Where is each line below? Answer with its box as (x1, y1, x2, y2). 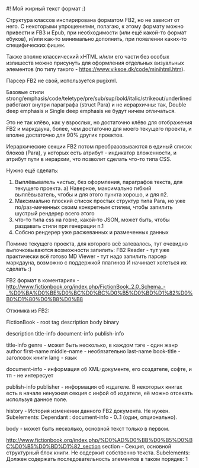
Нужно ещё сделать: (6, 167, 59, 174)
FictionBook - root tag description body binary (6, 319, 120, 325)
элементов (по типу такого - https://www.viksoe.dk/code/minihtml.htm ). (6, 66, 185, 73)
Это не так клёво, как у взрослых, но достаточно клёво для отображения (6, 119, 192, 126)
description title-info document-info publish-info (6, 330, 124, 337)
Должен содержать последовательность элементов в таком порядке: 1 (6, 456, 188, 462)
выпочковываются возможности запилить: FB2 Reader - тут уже (6, 247, 170, 253)
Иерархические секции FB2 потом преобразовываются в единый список (6, 143, 192, 150)
